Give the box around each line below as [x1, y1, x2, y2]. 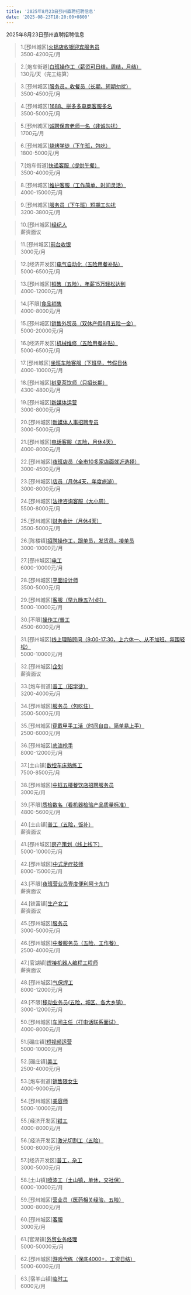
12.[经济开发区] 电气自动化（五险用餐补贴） [20, 260, 124, 267]
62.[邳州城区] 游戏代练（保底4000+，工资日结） [20, 1255, 136, 1262]
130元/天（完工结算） [20, 70, 72, 77]
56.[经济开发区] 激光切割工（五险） [20, 1136, 104, 1144]
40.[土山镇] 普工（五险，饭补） [20, 820, 94, 828]
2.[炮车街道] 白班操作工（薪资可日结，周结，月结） [20, 63, 142, 70]
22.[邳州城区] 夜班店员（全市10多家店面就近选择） [20, 458, 140, 465]
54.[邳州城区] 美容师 [20, 1097, 68, 1104]
